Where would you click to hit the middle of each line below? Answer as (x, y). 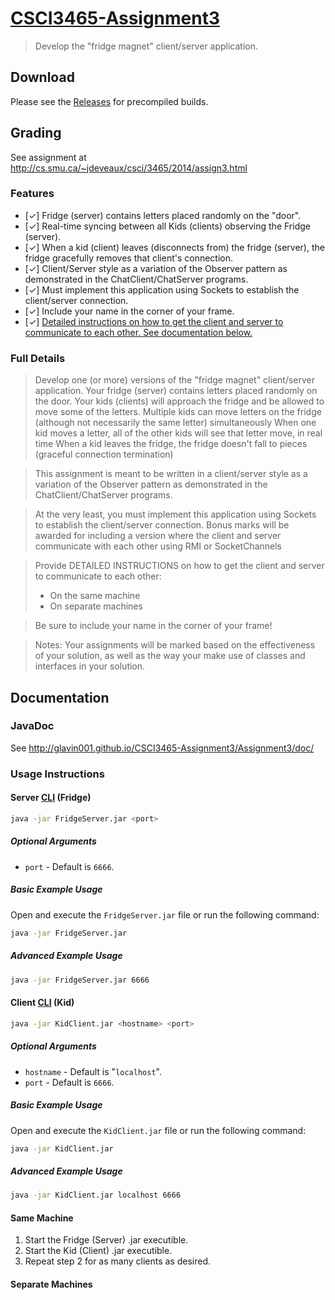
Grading (36, 133)
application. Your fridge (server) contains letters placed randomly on (176, 391)
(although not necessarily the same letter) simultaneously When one (175, 423)
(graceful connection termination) (104, 454)
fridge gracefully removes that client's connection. (129, 258)
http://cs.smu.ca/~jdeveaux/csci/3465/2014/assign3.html (129, 168)
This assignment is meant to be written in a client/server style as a (171, 474)
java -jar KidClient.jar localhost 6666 (96, 1195)
